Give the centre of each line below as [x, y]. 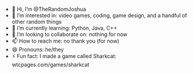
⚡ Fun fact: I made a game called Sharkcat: [64, 56]
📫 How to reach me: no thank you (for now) [65, 41]
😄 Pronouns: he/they [38, 49]
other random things [37, 22]
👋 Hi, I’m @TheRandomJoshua [49, 9]
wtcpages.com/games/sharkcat [51, 65]
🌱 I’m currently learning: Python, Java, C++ [64, 28]
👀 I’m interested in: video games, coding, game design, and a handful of [99, 15]
